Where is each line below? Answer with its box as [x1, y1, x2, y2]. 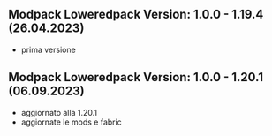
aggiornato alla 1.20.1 [20, 107, 98, 117]
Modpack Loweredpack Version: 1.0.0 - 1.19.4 [8, 7, 264, 22]
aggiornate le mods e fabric [20, 117, 123, 127]
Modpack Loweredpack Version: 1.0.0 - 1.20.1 [8, 70, 264, 85]
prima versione [20, 44, 76, 55]
